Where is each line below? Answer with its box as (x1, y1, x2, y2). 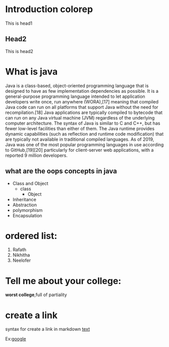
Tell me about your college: (5, 275, 122, 286)
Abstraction (12, 202, 37, 208)
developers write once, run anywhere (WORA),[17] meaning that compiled (5, 98, 159, 104)
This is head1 (5, 20, 33, 26)
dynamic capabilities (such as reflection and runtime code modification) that (5, 131, 164, 137)
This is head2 (5, 48, 34, 54)
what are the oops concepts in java (5, 167, 118, 176)
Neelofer (12, 257, 31, 263)
